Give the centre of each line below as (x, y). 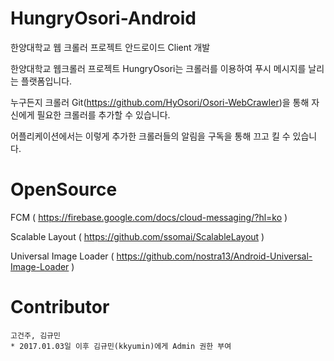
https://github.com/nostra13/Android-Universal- (214, 256)
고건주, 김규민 (35, 335)
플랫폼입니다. (46, 81)
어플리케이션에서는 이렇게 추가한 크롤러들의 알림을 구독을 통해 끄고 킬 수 (150, 136)
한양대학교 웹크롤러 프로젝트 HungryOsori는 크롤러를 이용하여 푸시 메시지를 (158, 68)
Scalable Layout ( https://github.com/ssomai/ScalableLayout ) (137, 236)
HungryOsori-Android (103, 18)
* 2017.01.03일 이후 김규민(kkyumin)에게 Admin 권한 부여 (121, 346)
